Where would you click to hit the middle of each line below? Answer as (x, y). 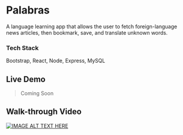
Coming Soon (37, 93)
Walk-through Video (44, 112)
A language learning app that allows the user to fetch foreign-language (92, 26)
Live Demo (26, 79)
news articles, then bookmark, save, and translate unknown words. (87, 32)
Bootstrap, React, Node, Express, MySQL (56, 61)
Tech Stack (23, 48)
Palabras (28, 10)
